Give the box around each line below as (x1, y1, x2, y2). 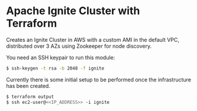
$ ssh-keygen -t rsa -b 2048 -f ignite (6, 65, 105, 71)
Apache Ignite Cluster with (6, 4, 140, 18)
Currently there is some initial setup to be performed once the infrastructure (6, 76, 192, 83)
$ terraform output (6, 93, 54, 100)
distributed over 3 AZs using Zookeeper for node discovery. (6, 43, 152, 50)
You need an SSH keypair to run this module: (6, 54, 115, 61)
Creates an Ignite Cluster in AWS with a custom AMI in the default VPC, (6, 36, 179, 43)
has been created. (6, 82, 50, 89)
